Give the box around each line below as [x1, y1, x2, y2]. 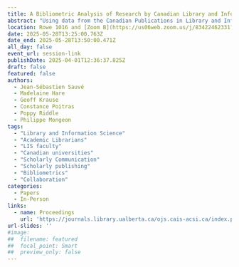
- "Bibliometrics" [14, 169, 69, 177]
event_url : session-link [7, 51, 81, 58]
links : [7, 202, 27, 210]
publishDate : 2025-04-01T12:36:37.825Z [7, 57, 126, 64]
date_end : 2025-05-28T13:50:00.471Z [7, 37, 116, 44]
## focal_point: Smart [7, 242, 78, 249]
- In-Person [14, 196, 50, 203]
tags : [7, 122, 23, 130]
